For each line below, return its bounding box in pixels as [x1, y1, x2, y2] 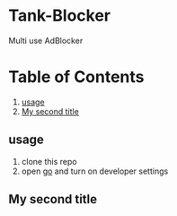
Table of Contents [8, 67, 145, 87]
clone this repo [21, 156, 77, 166]
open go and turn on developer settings [21, 166, 169, 176]
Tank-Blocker [8, 5, 111, 26]
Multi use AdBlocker [8, 35, 84, 46]
